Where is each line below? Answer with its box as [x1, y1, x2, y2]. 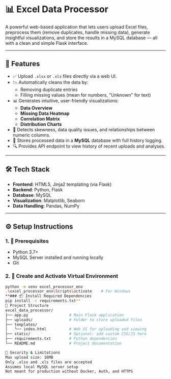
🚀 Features [5, 60, 40, 68]
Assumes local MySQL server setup [5, 364, 79, 369]
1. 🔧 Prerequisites [5, 237, 49, 244]
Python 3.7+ [12, 249, 39, 255]
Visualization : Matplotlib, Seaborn [12, 197, 85, 203]
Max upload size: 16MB [5, 355, 53, 360]
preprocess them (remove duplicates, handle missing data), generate [5, 29, 150, 35]
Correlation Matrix [20, 115, 60, 122]
